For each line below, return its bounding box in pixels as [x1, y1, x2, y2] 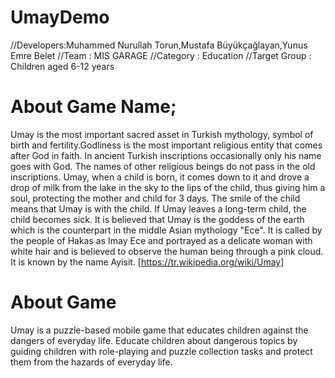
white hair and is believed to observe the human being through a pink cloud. [10, 245, 324, 257]
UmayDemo [10, 6, 110, 29]
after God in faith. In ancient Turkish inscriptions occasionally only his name [10, 149, 322, 161]
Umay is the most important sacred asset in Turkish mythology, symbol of [10, 128, 314, 140]
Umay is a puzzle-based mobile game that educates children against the [10, 324, 309, 336]
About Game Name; [10, 96, 177, 118]
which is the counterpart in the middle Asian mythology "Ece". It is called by [10, 224, 323, 236]
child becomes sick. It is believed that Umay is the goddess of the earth [10, 213, 305, 225]
